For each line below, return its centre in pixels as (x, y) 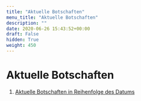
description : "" (27, 23)
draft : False (23, 34)
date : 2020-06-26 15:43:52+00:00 (48, 29)
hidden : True (23, 40)
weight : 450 (21, 46)
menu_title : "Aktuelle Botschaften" (52, 17)
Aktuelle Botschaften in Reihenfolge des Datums (75, 91)
